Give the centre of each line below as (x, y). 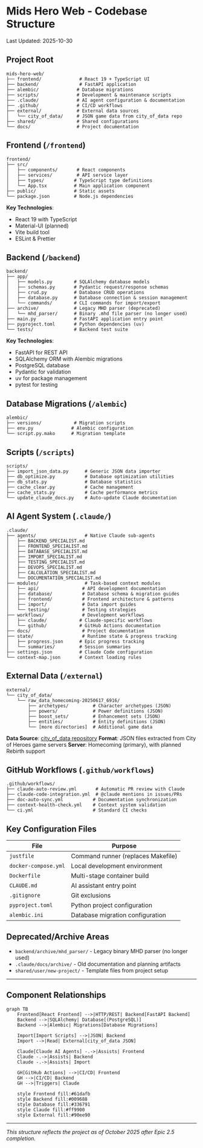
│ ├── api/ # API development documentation (86, 588)
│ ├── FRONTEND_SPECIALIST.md (47, 546)
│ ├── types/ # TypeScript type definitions (79, 180)
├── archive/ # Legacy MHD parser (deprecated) (84, 309)
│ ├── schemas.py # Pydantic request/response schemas (88, 287)
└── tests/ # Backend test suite (67, 330)
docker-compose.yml (37, 866)
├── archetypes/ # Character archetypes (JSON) (100, 706)
